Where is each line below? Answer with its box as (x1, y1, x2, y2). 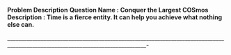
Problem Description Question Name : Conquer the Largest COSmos (7, 6, 209, 14)
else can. (7, 21, 35, 28)
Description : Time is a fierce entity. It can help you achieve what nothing (7, 13, 223, 21)
